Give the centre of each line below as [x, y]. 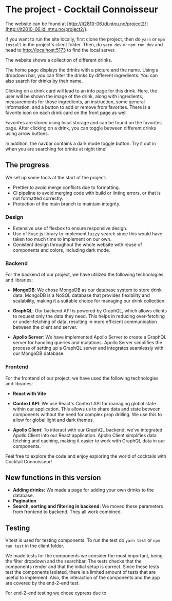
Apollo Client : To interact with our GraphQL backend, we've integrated [88, 429]
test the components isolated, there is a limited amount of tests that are [81, 572]
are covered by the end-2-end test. [43, 583]
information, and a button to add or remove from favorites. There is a [78, 107]
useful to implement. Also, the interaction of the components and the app [83, 578]
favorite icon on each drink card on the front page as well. [67, 112]
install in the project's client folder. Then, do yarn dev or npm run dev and [84, 44]
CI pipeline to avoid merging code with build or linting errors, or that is [87, 193]
